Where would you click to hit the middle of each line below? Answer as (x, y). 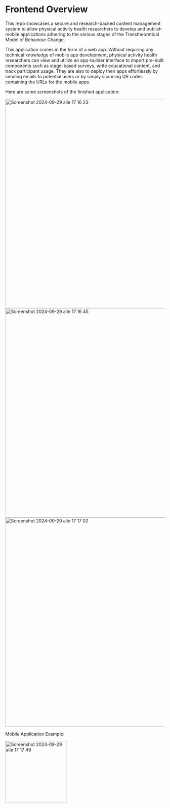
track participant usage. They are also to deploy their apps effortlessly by (82, 71)
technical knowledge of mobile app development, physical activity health (81, 55)
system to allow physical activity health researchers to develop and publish (83, 28)
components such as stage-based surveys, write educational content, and (83, 66)
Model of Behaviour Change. (35, 40)
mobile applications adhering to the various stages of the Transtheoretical (82, 34)
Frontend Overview (47, 9)
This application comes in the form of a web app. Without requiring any (79, 49)
